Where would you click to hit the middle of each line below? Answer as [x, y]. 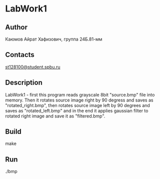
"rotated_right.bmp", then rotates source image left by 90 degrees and [77, 105]
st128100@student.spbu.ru [33, 67]
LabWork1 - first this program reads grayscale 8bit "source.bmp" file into [80, 94]
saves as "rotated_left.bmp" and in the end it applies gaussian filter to [77, 110]
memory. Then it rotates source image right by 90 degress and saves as [79, 100]
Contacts [20, 55]
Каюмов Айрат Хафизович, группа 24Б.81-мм [54, 39]
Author [16, 27]
